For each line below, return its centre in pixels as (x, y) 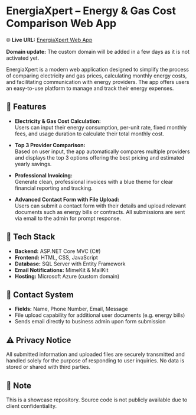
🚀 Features (26, 107)
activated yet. (23, 58)
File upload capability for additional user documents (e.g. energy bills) (100, 315)
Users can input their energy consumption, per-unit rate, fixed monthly (101, 127)
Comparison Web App (61, 23)
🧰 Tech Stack (31, 237)
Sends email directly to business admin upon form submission (90, 322)
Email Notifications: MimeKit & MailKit (61, 270)
